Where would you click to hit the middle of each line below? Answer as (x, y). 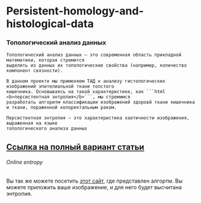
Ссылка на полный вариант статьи (75, 147)
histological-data (50, 24)
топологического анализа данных (47, 129)
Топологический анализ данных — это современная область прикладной (94, 55)
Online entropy (25, 162)
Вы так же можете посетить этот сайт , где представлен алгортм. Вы (94, 181)
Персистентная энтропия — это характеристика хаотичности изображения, (98, 118)
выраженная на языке (32, 123)
